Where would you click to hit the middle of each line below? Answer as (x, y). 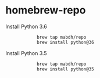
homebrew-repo (46, 10)
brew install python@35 (65, 69)
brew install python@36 (65, 42)
